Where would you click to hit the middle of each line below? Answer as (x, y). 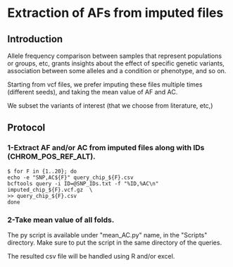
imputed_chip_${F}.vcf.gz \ (50, 190)
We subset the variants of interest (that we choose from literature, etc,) (110, 106)
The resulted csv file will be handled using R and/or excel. (91, 256)
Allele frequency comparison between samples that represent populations (115, 56)
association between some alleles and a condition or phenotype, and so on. (117, 71)
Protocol (26, 128)
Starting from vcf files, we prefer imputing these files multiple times (105, 85)
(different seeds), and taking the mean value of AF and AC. (93, 92)
